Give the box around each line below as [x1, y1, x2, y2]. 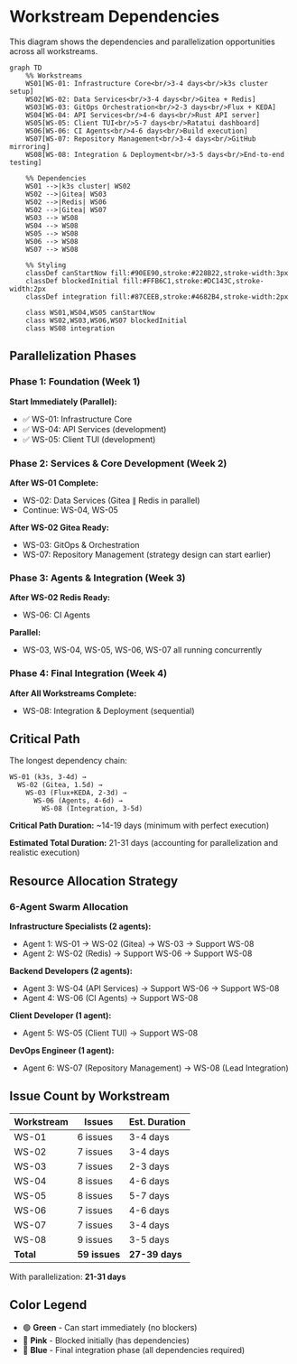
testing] [9, 158, 42, 167]
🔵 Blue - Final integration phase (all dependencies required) [22, 1344, 246, 1355]
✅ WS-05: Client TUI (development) [22, 433, 156, 444]
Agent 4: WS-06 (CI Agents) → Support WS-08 [22, 993, 199, 1004]
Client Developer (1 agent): [9, 1010, 112, 1021]
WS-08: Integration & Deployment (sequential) [22, 705, 196, 716]
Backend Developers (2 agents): [9, 966, 133, 977]
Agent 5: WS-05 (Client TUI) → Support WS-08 [22, 1027, 199, 1039]
